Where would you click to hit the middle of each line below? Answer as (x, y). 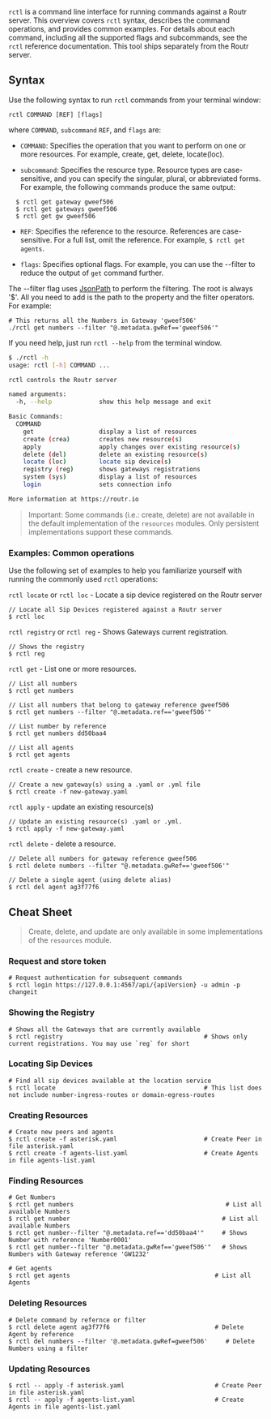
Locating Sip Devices (51, 1064)
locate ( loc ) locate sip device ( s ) (97, 462)
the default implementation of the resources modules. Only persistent (144, 523)
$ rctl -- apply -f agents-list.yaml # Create (126, 1400)
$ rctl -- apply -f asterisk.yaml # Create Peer (135, 1386)
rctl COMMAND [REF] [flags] (56, 114)
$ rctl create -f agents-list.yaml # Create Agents (133, 1154)
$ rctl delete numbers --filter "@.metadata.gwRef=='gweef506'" (119, 866)
